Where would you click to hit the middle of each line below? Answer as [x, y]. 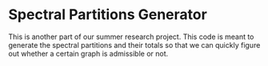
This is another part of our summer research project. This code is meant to [131, 37]
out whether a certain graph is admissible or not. [88, 53]
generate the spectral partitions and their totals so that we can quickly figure [134, 45]
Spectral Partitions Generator [108, 15]
